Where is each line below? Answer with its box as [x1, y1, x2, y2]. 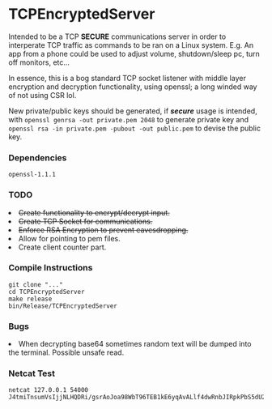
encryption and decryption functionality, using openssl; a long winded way [8, 82, 257, 92]
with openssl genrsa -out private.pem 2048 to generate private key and [8, 114, 249, 124]
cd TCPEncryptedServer [8, 288, 85, 296]
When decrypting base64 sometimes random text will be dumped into [19, 339, 252, 349]
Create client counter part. [19, 242, 107, 252]
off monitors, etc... [8, 58, 70, 67]
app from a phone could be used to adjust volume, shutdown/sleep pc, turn [8, 49, 261, 58]
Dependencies [8, 151, 67, 163]
